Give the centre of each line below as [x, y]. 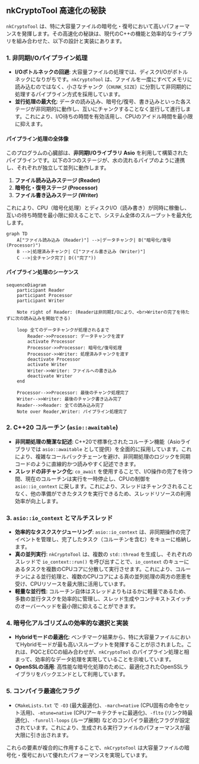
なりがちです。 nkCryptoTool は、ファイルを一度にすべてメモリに [114, 80]
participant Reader [41, 290]
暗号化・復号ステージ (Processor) [56, 188]
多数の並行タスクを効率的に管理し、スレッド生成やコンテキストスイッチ [103, 599]
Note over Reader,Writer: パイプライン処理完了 [72, 412]
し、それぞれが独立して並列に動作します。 [58, 168]
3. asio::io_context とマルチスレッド [60, 517]
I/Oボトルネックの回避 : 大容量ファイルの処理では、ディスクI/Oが [94, 72]
